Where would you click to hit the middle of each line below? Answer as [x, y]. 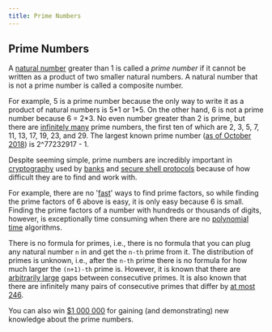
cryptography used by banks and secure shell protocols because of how [130, 169]
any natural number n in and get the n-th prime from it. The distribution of [131, 252]
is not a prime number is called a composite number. [96, 85]
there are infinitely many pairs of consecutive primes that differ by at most [132, 287]
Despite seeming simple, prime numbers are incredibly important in [121, 160]
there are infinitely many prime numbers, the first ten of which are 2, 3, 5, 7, [134, 127]
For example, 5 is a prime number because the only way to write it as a [126, 101]
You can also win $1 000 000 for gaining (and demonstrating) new [119, 311]
